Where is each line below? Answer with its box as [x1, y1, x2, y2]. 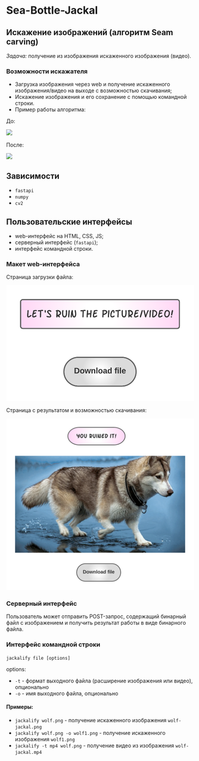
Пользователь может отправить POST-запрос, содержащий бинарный [6, 613, 186, 620]
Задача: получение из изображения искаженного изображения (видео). [6, 52, 192, 60]
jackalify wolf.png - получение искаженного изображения [14, 716, 167, 723]
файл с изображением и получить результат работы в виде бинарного [6, 619, 186, 626]
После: [6, 141, 24, 149]
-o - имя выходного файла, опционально [14, 690, 119, 697]
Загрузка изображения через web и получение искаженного [14, 81, 170, 88]
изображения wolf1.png [14, 735, 76, 743]
